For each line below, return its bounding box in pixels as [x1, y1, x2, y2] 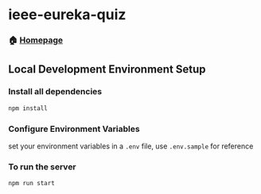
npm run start [8, 180, 56, 188]
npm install [8, 104, 48, 113]
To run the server [8, 161, 77, 172]
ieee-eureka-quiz [8, 6, 127, 24]
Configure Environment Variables [8, 123, 141, 134]
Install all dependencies [8, 86, 102, 97]
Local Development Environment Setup [8, 62, 206, 76]
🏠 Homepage [8, 34, 64, 46]
